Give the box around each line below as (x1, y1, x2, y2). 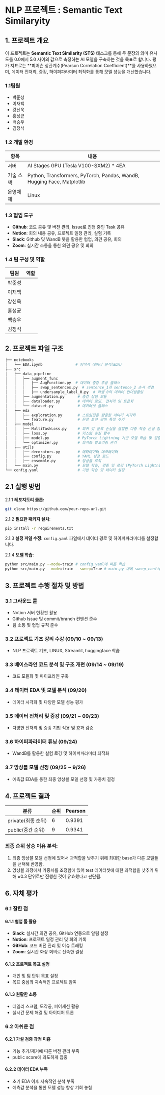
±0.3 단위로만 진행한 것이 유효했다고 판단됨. (17, 873, 102, 879)
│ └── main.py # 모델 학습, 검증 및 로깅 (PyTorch (5, 463, 143, 468)
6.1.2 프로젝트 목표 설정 (5, 961, 50, 967)
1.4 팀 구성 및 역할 (5, 256, 45, 263)
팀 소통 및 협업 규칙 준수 (12, 622, 58, 627)
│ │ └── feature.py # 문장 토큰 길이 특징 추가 (5, 417, 125, 422)
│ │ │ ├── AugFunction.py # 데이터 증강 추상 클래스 (5, 381, 120, 386)
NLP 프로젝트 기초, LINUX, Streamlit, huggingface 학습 (12, 648, 120, 654)
